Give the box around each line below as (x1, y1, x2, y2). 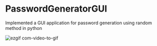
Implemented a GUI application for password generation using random (5, 20, 152, 26)
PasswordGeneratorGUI (5, 3, 107, 15)
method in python (5, 25, 42, 31)
